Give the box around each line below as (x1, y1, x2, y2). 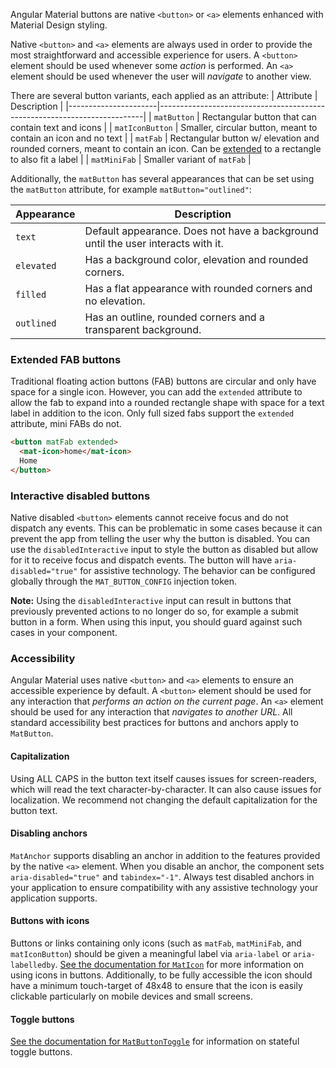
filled (15, 289, 47, 300)
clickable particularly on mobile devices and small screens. (10, 990, 253, 1002)
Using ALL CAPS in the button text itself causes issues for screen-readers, (10, 772, 318, 784)
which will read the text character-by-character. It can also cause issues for (10, 783, 322, 795)
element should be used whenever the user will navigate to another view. (10, 70, 312, 82)
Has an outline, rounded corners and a (84, 310, 265, 324)
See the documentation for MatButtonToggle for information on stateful (10, 1035, 300, 1048)
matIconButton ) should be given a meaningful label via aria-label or (10, 948, 292, 959)
